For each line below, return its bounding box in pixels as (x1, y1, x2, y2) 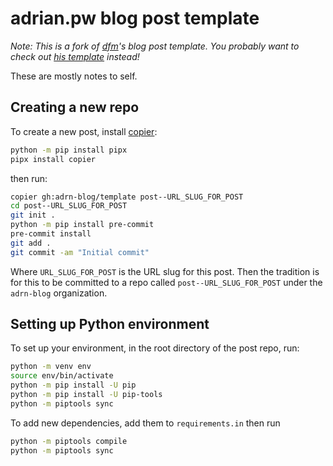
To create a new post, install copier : (10, 125, 158, 137)
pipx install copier (10, 154, 97, 164)
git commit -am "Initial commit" (10, 247, 150, 257)
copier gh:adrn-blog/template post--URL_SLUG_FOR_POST (10, 192, 244, 202)
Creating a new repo (10, 99, 140, 116)
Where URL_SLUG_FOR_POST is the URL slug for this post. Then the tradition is (10, 265, 320, 277)
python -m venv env (10, 362, 92, 372)
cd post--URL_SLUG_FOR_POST (10, 201, 128, 211)
